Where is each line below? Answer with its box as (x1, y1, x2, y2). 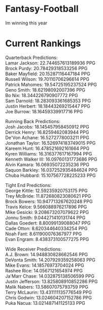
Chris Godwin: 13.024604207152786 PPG (5, 294, 92, 300)
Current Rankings (5, 38, 81, 49)
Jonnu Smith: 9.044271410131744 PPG (5, 214, 86, 221)
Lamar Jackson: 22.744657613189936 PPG (5, 59, 95, 66)
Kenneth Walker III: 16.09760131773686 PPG (5, 156, 97, 162)
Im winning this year (5, 20, 48, 26)
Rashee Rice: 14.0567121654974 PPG (5, 267, 83, 273)
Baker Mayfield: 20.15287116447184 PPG (5, 71, 90, 77)
